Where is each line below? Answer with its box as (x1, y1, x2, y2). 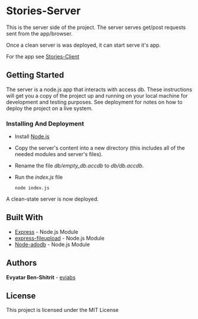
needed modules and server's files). (14, 151, 103, 158)
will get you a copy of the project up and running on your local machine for (6, 92, 188, 99)
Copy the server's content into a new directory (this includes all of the (14, 144, 185, 152)
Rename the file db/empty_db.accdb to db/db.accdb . (14, 162, 144, 169)
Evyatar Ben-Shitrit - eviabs (6, 273, 76, 281)
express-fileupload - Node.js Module (14, 234, 105, 241)
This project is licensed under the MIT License (6, 307, 119, 314)
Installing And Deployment (6, 120, 85, 128)
